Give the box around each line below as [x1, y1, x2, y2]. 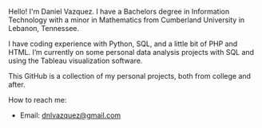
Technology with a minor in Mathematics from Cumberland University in [8, 15, 245, 25]
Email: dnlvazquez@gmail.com [19, 111, 121, 120]
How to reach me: [8, 95, 67, 104]
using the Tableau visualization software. [8, 56, 143, 65]
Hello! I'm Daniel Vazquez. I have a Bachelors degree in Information [8, 7, 230, 16]
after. [8, 80, 26, 89]
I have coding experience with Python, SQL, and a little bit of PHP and [8, 39, 238, 48]
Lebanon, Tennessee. [8, 24, 80, 33]
